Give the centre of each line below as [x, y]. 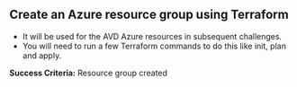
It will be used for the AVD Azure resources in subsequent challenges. [152, 36]
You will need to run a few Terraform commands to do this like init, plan [154, 46]
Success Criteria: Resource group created [89, 73]
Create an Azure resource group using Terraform [149, 15]
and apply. [42, 55]
